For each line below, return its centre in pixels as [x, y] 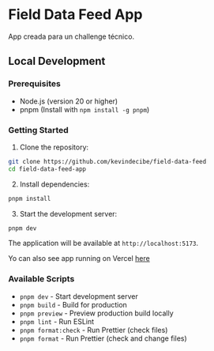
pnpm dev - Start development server [79, 296]
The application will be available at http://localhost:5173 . [103, 243]
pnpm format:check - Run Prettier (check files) [94, 330]
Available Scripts [41, 279]
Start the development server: [68, 213]
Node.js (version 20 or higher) [69, 101]
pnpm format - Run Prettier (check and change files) [103, 338]
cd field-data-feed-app [47, 169]
